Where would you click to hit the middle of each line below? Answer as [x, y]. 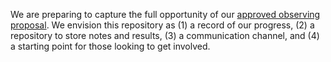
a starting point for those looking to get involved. [110, 46]
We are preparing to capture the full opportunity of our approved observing [165, 14]
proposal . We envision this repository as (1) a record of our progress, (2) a [162, 25]
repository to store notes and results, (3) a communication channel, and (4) [165, 35]
